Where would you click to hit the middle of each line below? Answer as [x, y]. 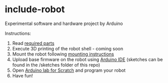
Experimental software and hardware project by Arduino [64, 23]
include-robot [35, 9]
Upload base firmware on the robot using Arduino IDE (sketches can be [88, 59]
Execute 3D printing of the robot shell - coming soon [68, 48]
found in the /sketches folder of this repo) [56, 65]
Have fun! [23, 75]
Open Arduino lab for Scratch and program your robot [69, 70]
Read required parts [33, 43]
